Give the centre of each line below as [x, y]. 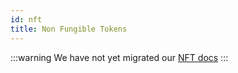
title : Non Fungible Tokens [69, 29]
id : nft [26, 19]
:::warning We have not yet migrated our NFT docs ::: [119, 57]
